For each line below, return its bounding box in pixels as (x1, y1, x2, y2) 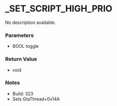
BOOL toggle (12, 43, 39, 49)
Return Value (5, 56, 37, 63)
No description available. (5, 19, 56, 25)
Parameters (5, 32, 34, 39)
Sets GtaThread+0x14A (12, 96, 60, 102)
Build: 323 (12, 91, 34, 97)
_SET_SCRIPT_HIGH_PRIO (5, 3, 113, 14)
